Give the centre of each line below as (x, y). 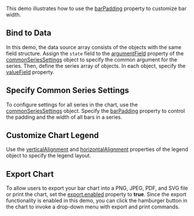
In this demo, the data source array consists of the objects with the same (94, 47)
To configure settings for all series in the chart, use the (72, 104)
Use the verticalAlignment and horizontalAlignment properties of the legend (97, 149)
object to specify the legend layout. (49, 156)
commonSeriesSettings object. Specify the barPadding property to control (96, 111)
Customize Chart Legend (53, 136)
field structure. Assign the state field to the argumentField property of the (95, 53)
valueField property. (30, 72)
